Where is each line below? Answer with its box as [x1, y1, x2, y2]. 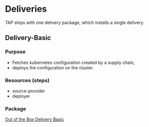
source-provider [12, 88, 45, 94]
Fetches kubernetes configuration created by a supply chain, [12, 60, 135, 65]
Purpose [5, 48, 26, 55]
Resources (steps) [5, 77, 50, 84]
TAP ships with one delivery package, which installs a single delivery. [5, 20, 145, 25]
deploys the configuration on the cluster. [12, 64, 94, 70]
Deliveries [5, 3, 47, 15]
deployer [12, 93, 30, 99]
